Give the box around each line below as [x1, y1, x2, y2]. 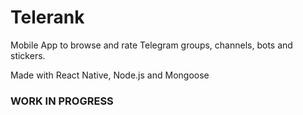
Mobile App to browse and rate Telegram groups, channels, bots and [10, 39, 293, 51]
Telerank [10, 6, 85, 29]
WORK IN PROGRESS [10, 94, 114, 108]
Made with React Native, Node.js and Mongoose [10, 69, 210, 81]
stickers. [10, 49, 46, 61]
